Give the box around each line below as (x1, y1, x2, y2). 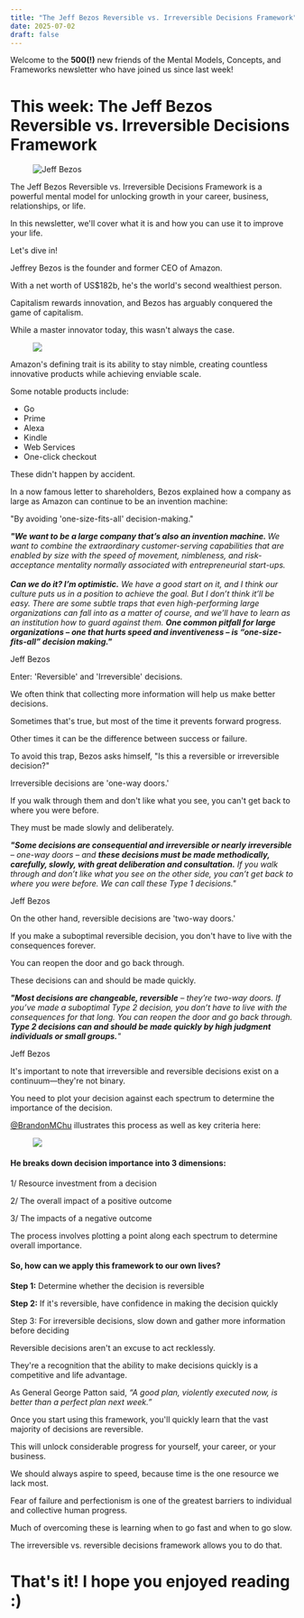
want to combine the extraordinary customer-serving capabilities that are (10, 540, 285, 551)
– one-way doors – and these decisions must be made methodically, (10, 850, 270, 860)
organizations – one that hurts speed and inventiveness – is (10, 627, 238, 638)
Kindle (23, 432, 48, 443)
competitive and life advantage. (10, 1369, 128, 1380)
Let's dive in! (10, 245, 58, 256)
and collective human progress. (10, 1504, 128, 1515)
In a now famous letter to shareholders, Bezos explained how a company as (10, 486, 291, 497)
